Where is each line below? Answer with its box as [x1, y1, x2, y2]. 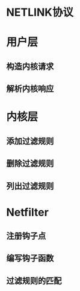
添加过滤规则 [6, 136, 54, 146]
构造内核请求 [6, 61, 54, 71]
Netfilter [6, 205, 49, 219]
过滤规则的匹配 [6, 275, 62, 286]
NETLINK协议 [6, 5, 74, 19]
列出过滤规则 [6, 181, 54, 191]
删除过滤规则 [6, 158, 54, 169]
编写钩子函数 [6, 253, 54, 263]
